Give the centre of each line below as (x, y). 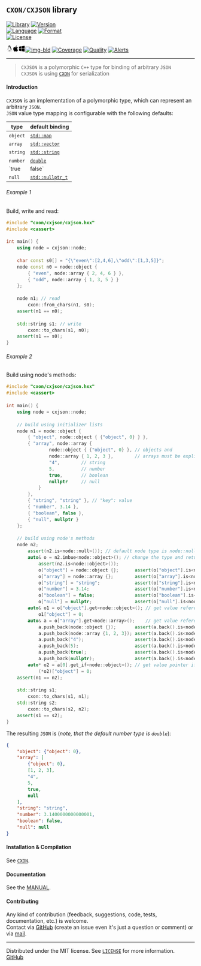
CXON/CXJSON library (42, 10)
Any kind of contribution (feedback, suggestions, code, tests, (82, 914)
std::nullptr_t (49, 177)
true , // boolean (79, 475)
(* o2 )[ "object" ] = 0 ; (65, 671)
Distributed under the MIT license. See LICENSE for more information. (91, 951)
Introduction (22, 87)
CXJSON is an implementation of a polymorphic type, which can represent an (99, 101)
